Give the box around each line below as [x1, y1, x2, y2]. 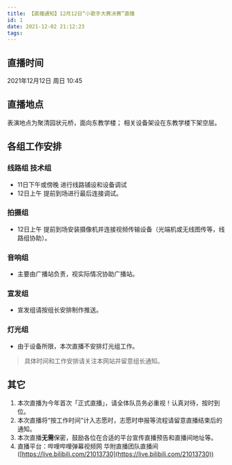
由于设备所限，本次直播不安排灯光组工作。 [17, 342, 139, 350]
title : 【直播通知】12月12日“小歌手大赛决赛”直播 [7, 10, 135, 17]
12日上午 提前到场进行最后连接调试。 [17, 188, 122, 198]
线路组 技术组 [7, 164, 52, 173]
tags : [7, 29, 23, 37]
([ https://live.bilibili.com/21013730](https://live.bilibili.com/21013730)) [17, 450, 214, 458]
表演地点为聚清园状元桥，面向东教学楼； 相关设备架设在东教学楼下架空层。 [7, 119, 221, 127]
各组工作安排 [7, 141, 62, 152]
